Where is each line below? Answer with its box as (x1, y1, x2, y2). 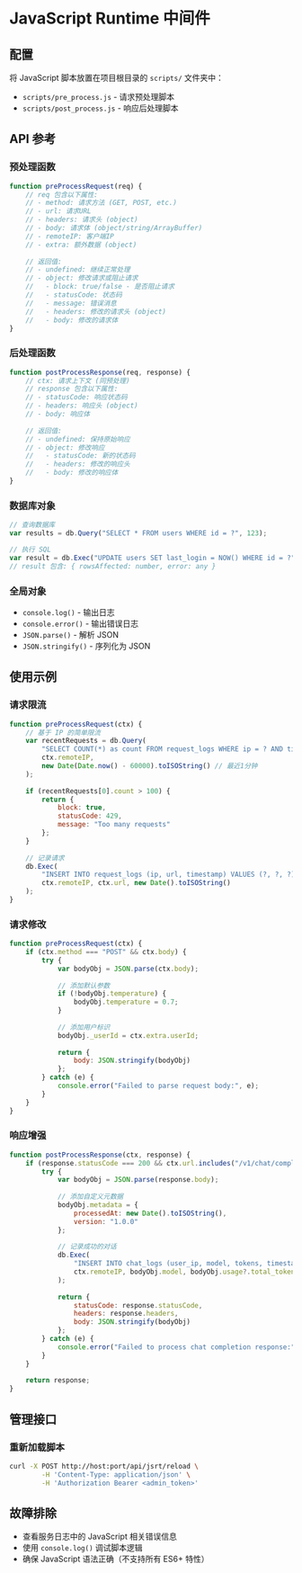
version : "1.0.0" (73, 1217, 139, 1226)
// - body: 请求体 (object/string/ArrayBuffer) (25, 224, 203, 233)
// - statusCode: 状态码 (25, 290, 123, 299)
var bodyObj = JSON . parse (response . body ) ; (57, 1175, 219, 1184)
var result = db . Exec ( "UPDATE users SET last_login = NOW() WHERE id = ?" (9, 553, 296, 562)
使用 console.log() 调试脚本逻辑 (22, 1542, 143, 1553)
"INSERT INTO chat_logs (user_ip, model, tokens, (73, 1259, 263, 1268)
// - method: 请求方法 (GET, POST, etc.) (25, 199, 178, 208)
